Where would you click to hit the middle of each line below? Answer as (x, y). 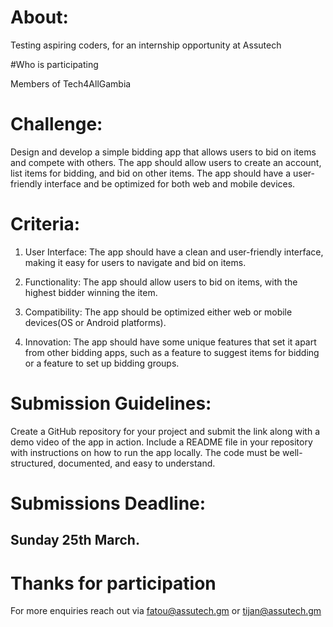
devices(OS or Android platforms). (95, 322)
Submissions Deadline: (108, 503)
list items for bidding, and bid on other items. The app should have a (151, 173)
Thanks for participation (113, 583)
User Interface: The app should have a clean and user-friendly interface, (174, 252)
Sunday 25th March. (75, 540)
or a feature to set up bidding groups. (102, 363)
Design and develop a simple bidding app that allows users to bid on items (163, 152)
